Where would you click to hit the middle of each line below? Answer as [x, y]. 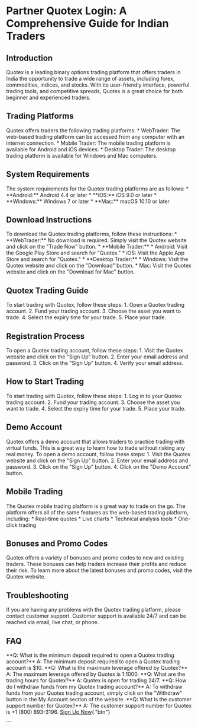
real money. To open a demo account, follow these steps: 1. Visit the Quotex [98, 454]
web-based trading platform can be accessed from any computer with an [95, 136]
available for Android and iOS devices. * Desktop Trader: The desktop [91, 149]
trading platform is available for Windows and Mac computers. [82, 155]
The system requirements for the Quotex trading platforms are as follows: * [98, 189]
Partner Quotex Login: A [66, 11]
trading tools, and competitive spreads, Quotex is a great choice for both [95, 91]
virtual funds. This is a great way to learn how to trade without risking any [95, 448]
